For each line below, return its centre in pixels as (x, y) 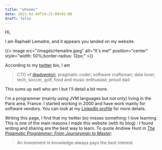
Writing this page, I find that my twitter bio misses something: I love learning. (81, 118)
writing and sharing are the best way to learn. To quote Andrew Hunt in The (80, 128)
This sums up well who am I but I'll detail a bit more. (57, 89)
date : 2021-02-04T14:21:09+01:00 (39, 14)
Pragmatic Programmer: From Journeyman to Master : (59, 134)
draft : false (18, 18)
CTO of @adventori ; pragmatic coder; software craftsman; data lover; (86, 75)
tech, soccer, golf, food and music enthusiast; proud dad (73, 80)
